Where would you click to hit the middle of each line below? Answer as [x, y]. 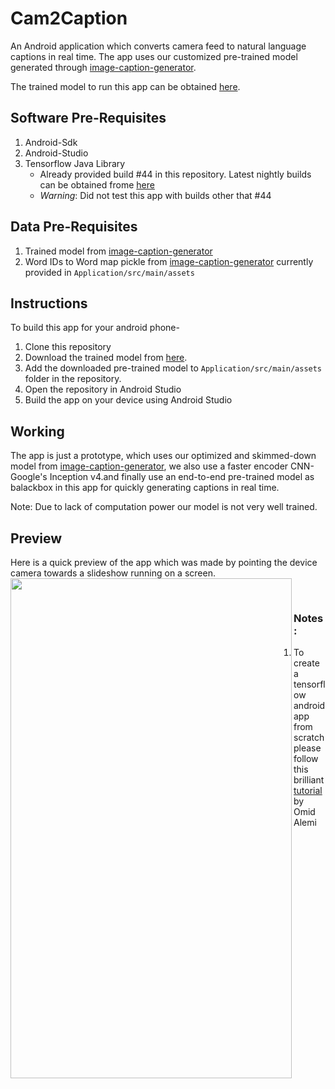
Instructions [49, 303]
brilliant [309, 780]
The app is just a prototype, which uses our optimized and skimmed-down [163, 456]
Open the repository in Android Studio [103, 389]
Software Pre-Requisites [88, 118]
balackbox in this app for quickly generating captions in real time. [145, 488]
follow [306, 759]
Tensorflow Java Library [75, 163]
